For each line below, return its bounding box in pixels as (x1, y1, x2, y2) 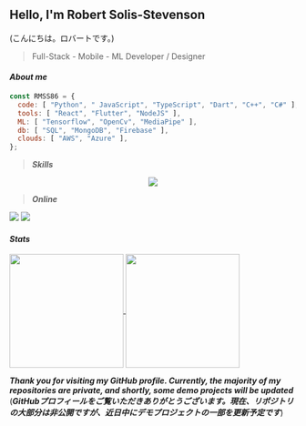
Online (31, 194, 57, 205)
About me (9, 72, 48, 83)
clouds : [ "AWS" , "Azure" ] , (17, 134, 128, 144)
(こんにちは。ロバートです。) (9, 32, 115, 44)
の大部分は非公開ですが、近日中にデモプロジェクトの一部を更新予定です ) (9, 407, 284, 418)
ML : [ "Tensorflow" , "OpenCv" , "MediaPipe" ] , (17, 117, 198, 127)
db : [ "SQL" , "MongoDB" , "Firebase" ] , (17, 126, 169, 135)
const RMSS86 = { (9, 92, 76, 101)
